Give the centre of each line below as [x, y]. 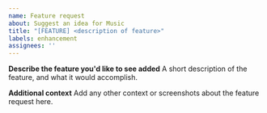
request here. [31, 102]
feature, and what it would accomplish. [73, 77]
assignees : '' [32, 46]
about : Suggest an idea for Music [67, 23]
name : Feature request [47, 16]
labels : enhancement [43, 38]
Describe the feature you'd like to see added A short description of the [128, 69]
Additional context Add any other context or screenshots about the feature [134, 93]
